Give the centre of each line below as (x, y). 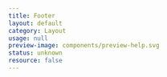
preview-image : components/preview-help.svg (84, 46)
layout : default (35, 23)
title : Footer (32, 16)
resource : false (35, 61)
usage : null (28, 38)
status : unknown (35, 53)
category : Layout (37, 30)
